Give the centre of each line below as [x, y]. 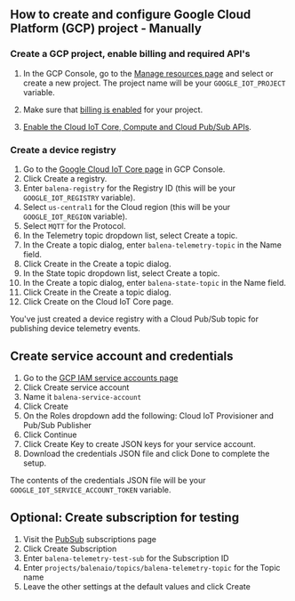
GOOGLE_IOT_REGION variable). [75, 216]
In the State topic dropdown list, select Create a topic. [121, 273]
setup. [35, 463]
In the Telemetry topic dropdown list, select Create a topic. [130, 235]
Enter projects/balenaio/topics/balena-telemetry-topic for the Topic [151, 567]
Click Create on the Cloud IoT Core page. [98, 301]
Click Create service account [76, 387]
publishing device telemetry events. [76, 328]
